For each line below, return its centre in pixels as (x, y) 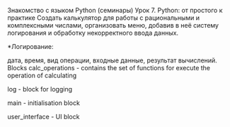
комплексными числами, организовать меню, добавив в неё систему (113, 25)
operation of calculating (42, 75)
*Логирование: (30, 46)
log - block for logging (40, 89)
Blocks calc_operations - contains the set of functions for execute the (109, 68)
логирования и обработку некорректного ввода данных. (93, 33)
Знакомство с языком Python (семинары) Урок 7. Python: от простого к (115, 10)
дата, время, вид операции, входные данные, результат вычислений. (112, 60)
